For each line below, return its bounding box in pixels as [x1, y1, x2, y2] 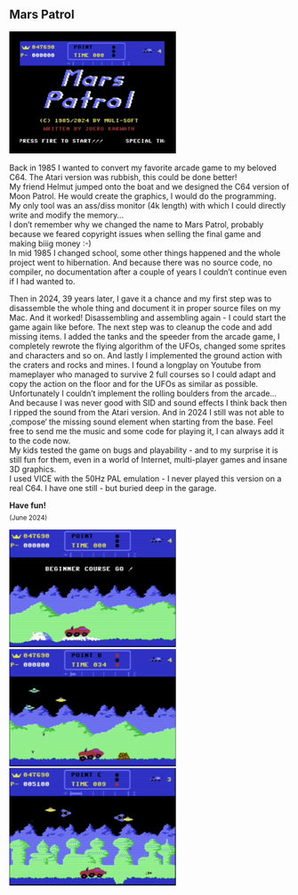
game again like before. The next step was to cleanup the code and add [9, 321, 273, 333]
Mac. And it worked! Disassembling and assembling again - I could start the [9, 312, 286, 323]
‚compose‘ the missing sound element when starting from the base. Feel [9, 416, 274, 427]
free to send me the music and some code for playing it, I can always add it [9, 425, 285, 436]
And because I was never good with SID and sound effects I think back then [9, 397, 287, 408]
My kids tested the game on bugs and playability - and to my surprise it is [9, 445, 278, 456]
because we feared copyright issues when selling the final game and [9, 228, 262, 239]
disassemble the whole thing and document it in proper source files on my [9, 302, 281, 313]
